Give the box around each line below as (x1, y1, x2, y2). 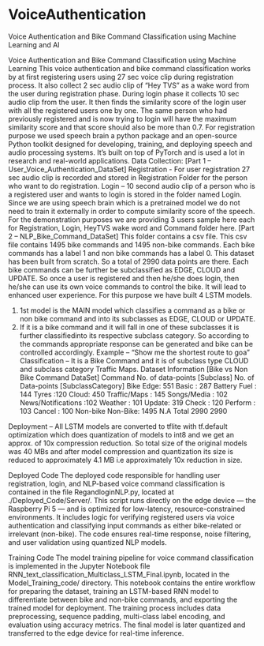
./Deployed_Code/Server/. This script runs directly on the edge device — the (8, 495, 256, 505)
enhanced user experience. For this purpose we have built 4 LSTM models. (8, 290, 252, 299)
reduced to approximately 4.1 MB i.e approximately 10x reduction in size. (8, 455, 243, 464)
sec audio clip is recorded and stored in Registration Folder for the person (8, 172, 248, 182)
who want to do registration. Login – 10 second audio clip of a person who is (8, 181, 256, 190)
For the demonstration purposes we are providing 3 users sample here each (8, 215, 255, 224)
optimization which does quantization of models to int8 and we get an (8, 430, 235, 439)
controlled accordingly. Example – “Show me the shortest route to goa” (19, 347, 251, 357)
